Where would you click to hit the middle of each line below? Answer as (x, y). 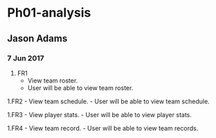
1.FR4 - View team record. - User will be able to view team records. (103, 128)
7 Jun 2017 (26, 58)
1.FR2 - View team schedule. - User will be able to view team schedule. (108, 101)
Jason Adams (37, 38)
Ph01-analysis (49, 13)
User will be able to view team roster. (80, 87)
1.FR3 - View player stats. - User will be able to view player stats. (100, 114)
